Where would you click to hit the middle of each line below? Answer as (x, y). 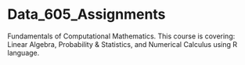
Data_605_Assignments (86, 14)
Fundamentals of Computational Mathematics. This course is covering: (121, 36)
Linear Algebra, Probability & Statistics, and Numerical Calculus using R (122, 44)
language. (23, 52)
